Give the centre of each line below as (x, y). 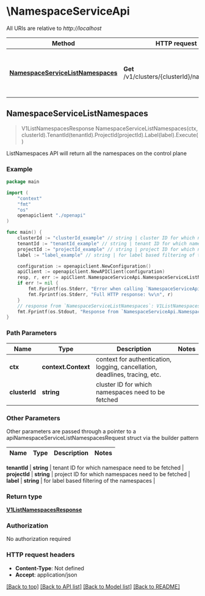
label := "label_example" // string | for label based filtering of (106, 255)
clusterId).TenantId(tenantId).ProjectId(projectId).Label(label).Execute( (110, 135)
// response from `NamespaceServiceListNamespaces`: (86, 306)
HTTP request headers (41, 555)
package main (23, 182)
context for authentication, (134, 359)
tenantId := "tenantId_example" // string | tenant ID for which (102, 244)
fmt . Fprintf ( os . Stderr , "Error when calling (86, 289)
